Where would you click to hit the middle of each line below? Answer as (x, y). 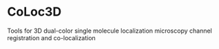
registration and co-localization (52, 37)
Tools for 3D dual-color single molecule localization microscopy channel (109, 31)
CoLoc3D (34, 12)
